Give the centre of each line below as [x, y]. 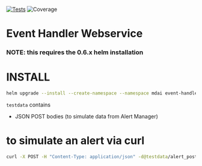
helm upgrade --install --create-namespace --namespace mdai [84, 93]
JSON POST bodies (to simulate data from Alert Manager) [86, 116]
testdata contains [29, 105]
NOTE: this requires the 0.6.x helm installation [75, 52]
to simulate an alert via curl [75, 141]
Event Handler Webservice [75, 34]
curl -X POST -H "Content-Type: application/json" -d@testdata [87, 156]
